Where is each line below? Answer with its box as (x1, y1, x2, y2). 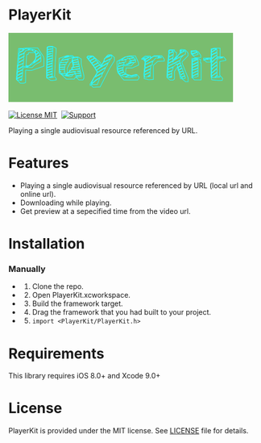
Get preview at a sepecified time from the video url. (19, 206, 191, 215)
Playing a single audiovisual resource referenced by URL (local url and (19, 180, 254, 190)
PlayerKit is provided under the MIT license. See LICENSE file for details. (8, 426, 249, 436)
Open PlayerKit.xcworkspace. (31, 290, 131, 300)
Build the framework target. (31, 299, 123, 308)
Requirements (8, 345, 105, 362)
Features (8, 154, 69, 173)
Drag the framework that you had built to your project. (31, 307, 212, 317)
